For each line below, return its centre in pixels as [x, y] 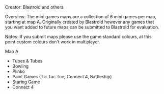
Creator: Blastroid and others [34, 7]
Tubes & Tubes [27, 61]
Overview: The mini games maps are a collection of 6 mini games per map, [81, 16]
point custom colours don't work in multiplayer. [53, 42]
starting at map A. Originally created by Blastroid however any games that [80, 22]
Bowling [20, 66]
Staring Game [26, 82]
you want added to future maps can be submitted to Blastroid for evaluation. [82, 27]
